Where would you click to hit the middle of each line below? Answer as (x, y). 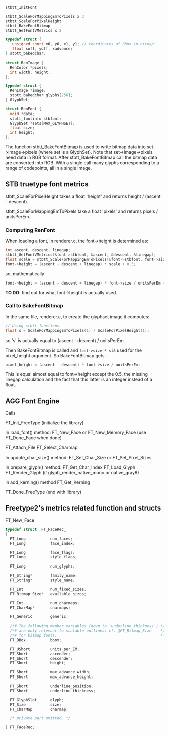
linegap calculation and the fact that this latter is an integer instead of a (79, 380)
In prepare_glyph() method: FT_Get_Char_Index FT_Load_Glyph (70, 467)
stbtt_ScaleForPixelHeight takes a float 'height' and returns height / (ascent (83, 196)
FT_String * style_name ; (43, 580)
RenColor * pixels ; (29, 67)
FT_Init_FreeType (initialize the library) (45, 423)
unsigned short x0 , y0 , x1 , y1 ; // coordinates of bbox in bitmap (83, 44)
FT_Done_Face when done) (33, 438)
